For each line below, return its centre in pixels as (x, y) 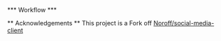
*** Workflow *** (32, 10)
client (15, 30)
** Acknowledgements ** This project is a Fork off (80, 23)
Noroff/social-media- (184, 23)
